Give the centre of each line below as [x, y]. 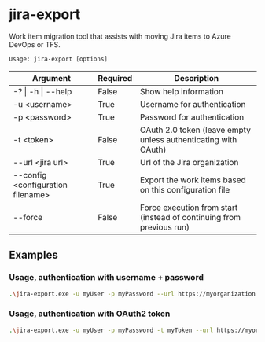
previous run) [165, 227]
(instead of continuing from [190, 217]
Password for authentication [192, 117]
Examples [33, 255]
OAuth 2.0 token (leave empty [195, 130]
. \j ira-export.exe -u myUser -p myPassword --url [92, 294]
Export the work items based [193, 180]
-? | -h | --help [42, 91]
